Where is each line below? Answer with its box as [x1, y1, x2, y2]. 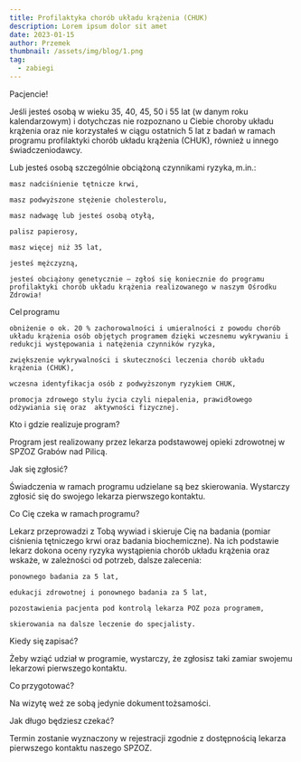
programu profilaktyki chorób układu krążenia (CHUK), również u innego [9, 135, 278, 146]
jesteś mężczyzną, [9, 259, 79, 268]
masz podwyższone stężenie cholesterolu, [9, 195, 168, 205]
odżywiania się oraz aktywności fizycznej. [9, 403, 180, 412]
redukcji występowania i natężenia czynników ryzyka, [9, 339, 217, 348]
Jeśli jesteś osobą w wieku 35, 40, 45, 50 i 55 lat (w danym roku [9, 106, 249, 117]
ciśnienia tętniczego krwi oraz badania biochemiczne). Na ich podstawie [9, 535, 279, 546]
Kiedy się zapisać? [9, 635, 79, 646]
